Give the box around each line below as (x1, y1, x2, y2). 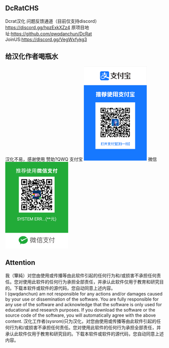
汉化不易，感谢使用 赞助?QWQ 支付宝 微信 (5, 156, 157, 162)
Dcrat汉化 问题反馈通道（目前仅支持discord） (5, 18, 100, 24)
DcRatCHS (5, 4, 39, 13)
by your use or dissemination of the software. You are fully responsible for (5, 296, 159, 302)
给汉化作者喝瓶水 (5, 52, 58, 61)
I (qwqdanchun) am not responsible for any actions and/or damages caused (5, 291, 162, 297)
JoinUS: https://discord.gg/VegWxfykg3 (5, 36, 87, 42)
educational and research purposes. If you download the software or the (5, 307, 155, 313)
